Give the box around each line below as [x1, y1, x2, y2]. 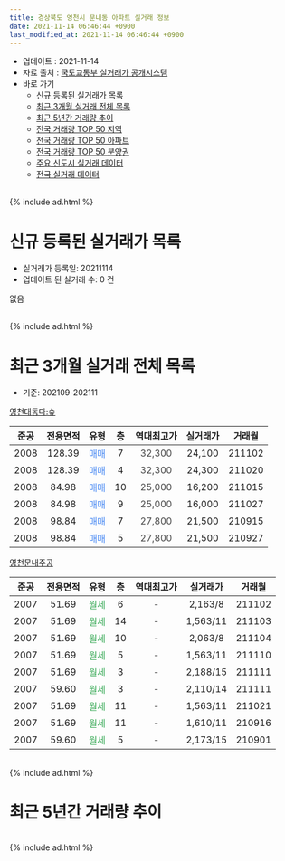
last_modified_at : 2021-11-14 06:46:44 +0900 [9, 30, 184, 39]
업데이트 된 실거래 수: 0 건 [22, 274, 115, 285]
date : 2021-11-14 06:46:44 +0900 [9, 22, 136, 31]
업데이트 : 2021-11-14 [22, 56, 100, 67]
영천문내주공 [9, 557, 54, 568]
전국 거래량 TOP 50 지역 [35, 124, 122, 135]
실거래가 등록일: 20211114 [22, 263, 114, 274]
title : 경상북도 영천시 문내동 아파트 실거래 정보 [9, 13, 170, 23]
